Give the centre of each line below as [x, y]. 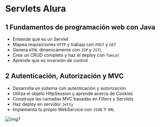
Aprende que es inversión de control [50, 60]
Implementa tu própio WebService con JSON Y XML [63, 109]
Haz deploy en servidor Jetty [43, 104]
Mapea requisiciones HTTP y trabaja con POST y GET [64, 44]
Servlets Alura [36, 9]
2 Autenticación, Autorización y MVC [64, 76]
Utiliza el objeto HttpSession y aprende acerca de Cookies [73, 93]
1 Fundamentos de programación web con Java [80, 27]
